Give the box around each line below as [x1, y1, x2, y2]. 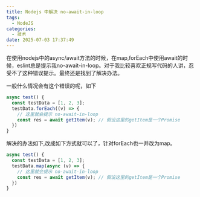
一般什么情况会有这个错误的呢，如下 [6, 82, 97, 89]
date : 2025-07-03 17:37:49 [6, 37, 74, 43]
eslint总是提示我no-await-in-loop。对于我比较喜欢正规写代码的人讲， [16, 62, 189, 69]
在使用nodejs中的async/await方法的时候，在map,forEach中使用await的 [6, 54, 183, 61]
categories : [6, 25, 36, 32]
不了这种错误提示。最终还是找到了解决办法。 [11, 69, 123, 76]
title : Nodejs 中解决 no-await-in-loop [6, 8, 104, 15]
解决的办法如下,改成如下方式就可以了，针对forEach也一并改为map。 [6, 140, 176, 147]
